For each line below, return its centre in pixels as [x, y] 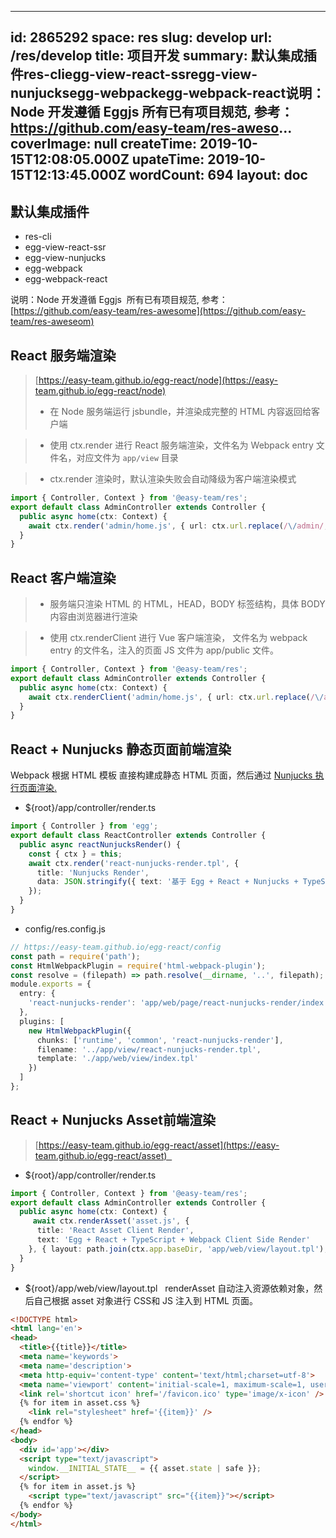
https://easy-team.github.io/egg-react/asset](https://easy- [159, 1145]
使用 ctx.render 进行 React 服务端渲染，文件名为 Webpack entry [181, 445]
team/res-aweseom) [52, 322]
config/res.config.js [65, 928]
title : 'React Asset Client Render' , [115, 1231]
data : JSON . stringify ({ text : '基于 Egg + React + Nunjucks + [167, 882]
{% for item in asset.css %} [80, 1403]
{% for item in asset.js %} [78, 1487]
